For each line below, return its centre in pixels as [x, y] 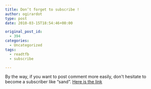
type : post [16, 18]
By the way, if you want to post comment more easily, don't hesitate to [76, 77]
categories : [17, 41]
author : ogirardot [24, 14]
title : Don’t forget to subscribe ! [42, 9]
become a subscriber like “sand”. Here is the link [54, 82]
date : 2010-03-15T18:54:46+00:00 [39, 23]
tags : [10, 50]
